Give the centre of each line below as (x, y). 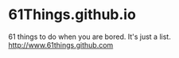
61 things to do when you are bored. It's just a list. (89, 37)
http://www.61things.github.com (61, 44)
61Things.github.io (72, 15)
